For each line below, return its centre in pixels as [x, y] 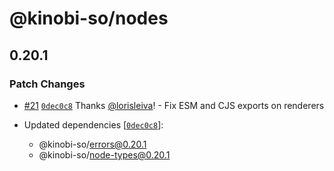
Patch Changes [47, 84]
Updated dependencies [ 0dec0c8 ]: [93, 124]
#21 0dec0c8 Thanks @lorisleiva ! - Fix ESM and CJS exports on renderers [174, 105]
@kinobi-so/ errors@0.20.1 [92, 144]
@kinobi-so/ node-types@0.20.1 [104, 154]
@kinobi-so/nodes [89, 18]
